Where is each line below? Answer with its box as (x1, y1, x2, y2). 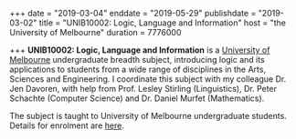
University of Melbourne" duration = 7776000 (9, 27, 182, 37)
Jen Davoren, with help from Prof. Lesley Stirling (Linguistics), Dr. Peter (9, 84, 277, 94)
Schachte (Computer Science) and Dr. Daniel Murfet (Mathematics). (9, 93, 265, 104)
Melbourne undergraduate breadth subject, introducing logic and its (9, 55, 265, 65)
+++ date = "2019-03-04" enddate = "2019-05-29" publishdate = (9, 8, 257, 18)
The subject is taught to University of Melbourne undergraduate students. (9, 111, 288, 121)
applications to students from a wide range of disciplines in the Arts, (9, 64, 267, 74)
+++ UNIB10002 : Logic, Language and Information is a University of (9, 45, 270, 55)
